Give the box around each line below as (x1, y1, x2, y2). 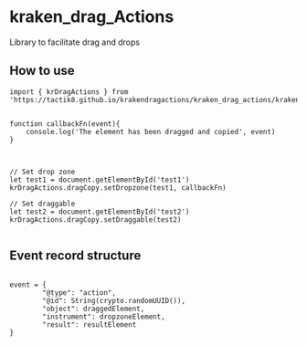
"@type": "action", (42, 288, 117, 298)
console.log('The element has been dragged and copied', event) (26, 127, 276, 136)
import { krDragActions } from (9, 87, 129, 97)
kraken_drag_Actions (9, 6, 175, 27)
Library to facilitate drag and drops (9, 37, 140, 47)
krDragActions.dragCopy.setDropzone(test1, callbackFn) (9, 183, 227, 193)
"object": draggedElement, (42, 304, 145, 313)
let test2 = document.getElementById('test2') (9, 207, 190, 216)
